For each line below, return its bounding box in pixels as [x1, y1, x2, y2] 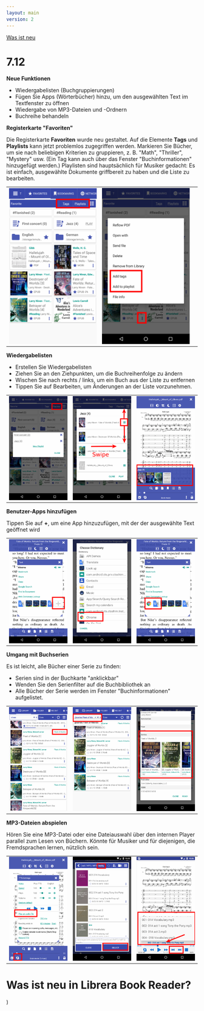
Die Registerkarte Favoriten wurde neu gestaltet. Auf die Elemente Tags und [6, 136, 198, 143]
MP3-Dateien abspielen [6, 819, 68, 826]
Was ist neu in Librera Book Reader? [6, 978, 191, 992]
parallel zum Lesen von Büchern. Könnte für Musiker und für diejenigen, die [6, 837, 195, 845]
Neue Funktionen [6, 75, 50, 82]
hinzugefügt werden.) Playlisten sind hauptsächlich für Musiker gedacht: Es [6, 162, 195, 170]
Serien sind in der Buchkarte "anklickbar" [15, 674, 119, 682]
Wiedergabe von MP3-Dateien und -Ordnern [15, 106, 127, 114]
